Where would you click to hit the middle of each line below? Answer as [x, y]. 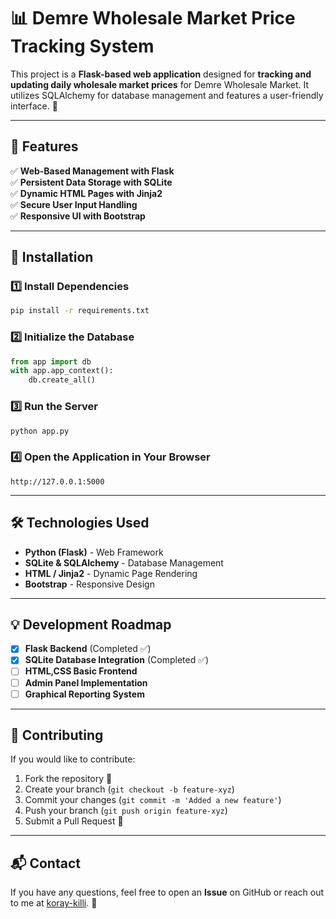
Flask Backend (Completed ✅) [88, 649]
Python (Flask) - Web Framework [94, 552]
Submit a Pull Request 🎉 [74, 821]
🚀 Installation [52, 257]
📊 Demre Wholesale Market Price [153, 18]
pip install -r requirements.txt [80, 311]
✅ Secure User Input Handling [74, 204]
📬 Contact [45, 863]
